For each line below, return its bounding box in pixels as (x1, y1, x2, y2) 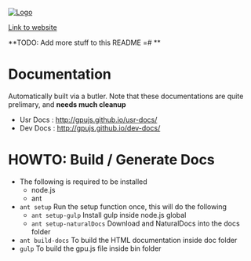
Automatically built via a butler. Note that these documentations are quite (8, 91, 244, 101)
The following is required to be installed (19, 177, 147, 186)
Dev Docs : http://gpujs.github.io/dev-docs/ (19, 123, 161, 133)
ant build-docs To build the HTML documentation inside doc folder (19, 235, 238, 244)
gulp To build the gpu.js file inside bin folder (19, 244, 162, 253)
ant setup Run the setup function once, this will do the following (19, 201, 227, 211)
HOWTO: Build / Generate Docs (8, 151, 216, 169)
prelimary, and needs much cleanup (8, 99, 127, 109)
